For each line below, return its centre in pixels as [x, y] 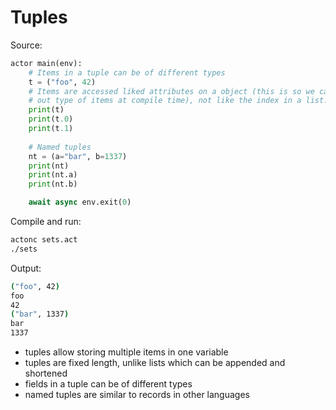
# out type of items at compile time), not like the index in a [165, 101]
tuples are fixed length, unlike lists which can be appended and [155, 363]
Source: [26, 45]
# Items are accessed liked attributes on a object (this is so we [171, 91]
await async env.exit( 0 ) [80, 202]
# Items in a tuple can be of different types [127, 72]
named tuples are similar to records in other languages [137, 395]
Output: [26, 268]
